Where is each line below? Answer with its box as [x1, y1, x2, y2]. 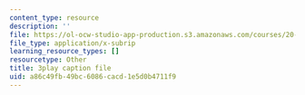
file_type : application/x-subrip [9, 38, 136, 48]
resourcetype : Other [9, 55, 88, 64]
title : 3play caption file [9, 64, 112, 73]
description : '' [9, 22, 71, 31]
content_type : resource [9, 13, 100, 23]
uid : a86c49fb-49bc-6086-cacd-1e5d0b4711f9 [9, 72, 177, 81]
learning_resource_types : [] [9, 47, 120, 56]
